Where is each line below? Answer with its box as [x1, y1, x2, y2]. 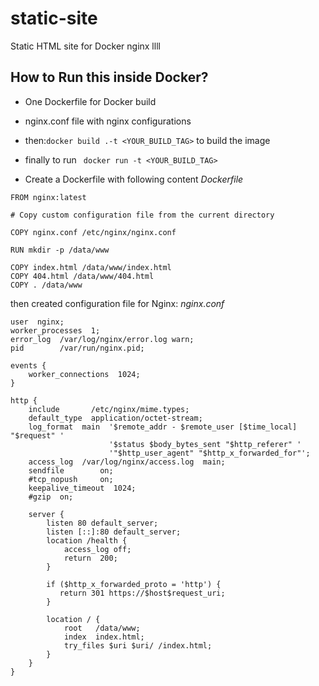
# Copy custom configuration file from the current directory [10, 210, 275, 220]
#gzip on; [28, 492, 74, 502]
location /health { [46, 535, 128, 546]
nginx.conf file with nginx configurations [24, 115, 192, 127]
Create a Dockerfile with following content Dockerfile [24, 173, 244, 185]
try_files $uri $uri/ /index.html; [63, 640, 213, 651]
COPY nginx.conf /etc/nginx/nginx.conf [10, 227, 177, 237]
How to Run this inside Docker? [10, 69, 209, 86]
